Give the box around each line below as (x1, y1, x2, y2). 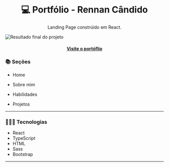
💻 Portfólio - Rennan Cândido (21, 4, 148, 16)
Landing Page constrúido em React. (47, 24, 122, 30)
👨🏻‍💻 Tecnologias (5, 118, 48, 125)
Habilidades (12, 91, 38, 97)
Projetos (12, 101, 30, 107)
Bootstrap (12, 151, 33, 157)
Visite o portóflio (66, 45, 103, 51)
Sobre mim (12, 81, 35, 87)
